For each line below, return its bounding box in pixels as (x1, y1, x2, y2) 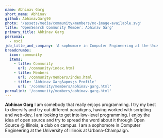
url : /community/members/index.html (17, 75, 92, 80)
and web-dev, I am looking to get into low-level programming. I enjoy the (5, 112, 150, 118)
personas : (5, 34, 25, 39)
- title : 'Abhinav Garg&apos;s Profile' (14, 79, 97, 84)
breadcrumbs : (5, 48, 32, 52)
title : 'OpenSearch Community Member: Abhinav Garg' (5, 25, 114, 30)
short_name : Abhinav (5, 12, 47, 17)
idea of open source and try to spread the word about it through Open (5, 117, 145, 123)
